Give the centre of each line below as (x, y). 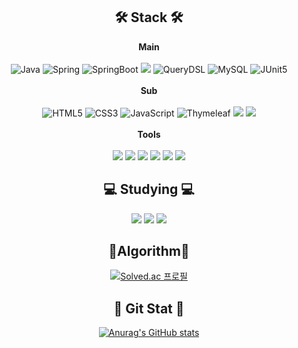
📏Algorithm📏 (149, 251)
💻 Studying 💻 (149, 189)
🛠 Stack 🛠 (149, 17)
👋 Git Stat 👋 (149, 308)
